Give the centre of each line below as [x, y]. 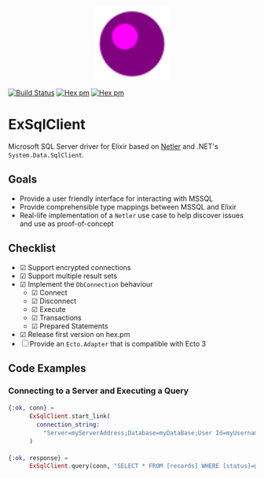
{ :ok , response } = [38, 458]
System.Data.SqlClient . [46, 154]
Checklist [32, 248]
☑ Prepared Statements [70, 326]
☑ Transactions [57, 317]
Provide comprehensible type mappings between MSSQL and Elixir [128, 206]
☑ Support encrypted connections [75, 267]
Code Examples [47, 368]
